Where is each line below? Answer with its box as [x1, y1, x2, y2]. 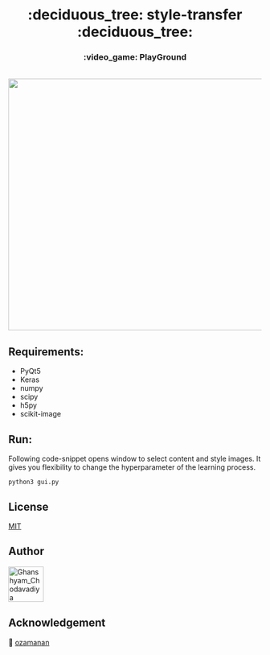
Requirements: [8, 345, 84, 359]
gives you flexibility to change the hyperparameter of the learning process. [8, 462, 256, 472]
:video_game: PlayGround [83, 52, 187, 63]
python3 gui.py [8, 478, 59, 487]
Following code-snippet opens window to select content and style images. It [8, 454, 261, 464]
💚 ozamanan [8, 637, 50, 647]
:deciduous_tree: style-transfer [27, 6, 243, 24]
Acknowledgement [8, 616, 106, 630]
